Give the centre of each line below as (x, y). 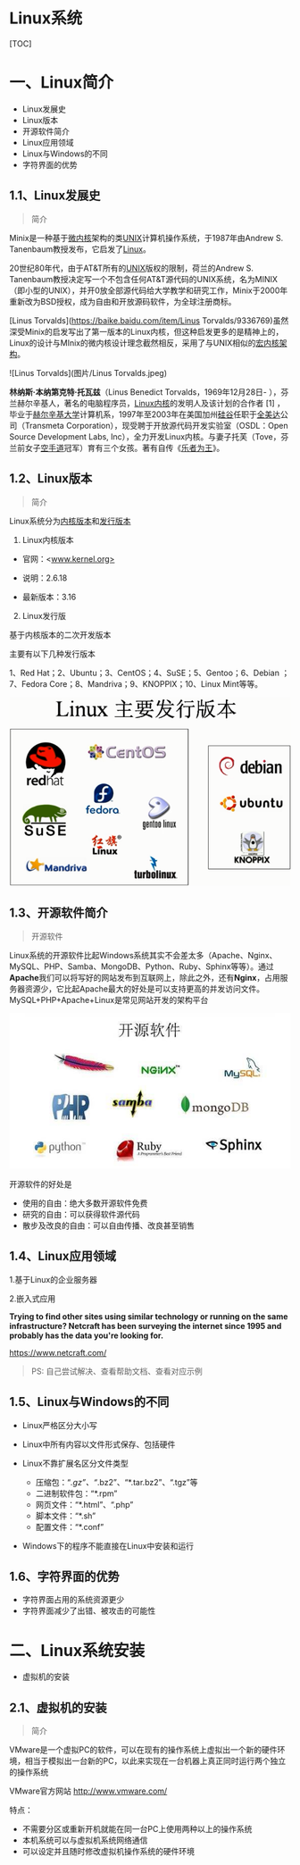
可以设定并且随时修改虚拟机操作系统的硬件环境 (108, 1852)
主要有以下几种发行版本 (52, 654)
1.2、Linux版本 (51, 479)
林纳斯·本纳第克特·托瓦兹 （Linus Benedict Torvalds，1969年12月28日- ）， (145, 392)
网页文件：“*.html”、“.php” (84, 1504)
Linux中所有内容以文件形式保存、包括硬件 (99, 1444)
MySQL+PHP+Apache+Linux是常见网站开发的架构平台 (109, 999)
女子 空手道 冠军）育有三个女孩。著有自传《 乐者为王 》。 (125, 447)
